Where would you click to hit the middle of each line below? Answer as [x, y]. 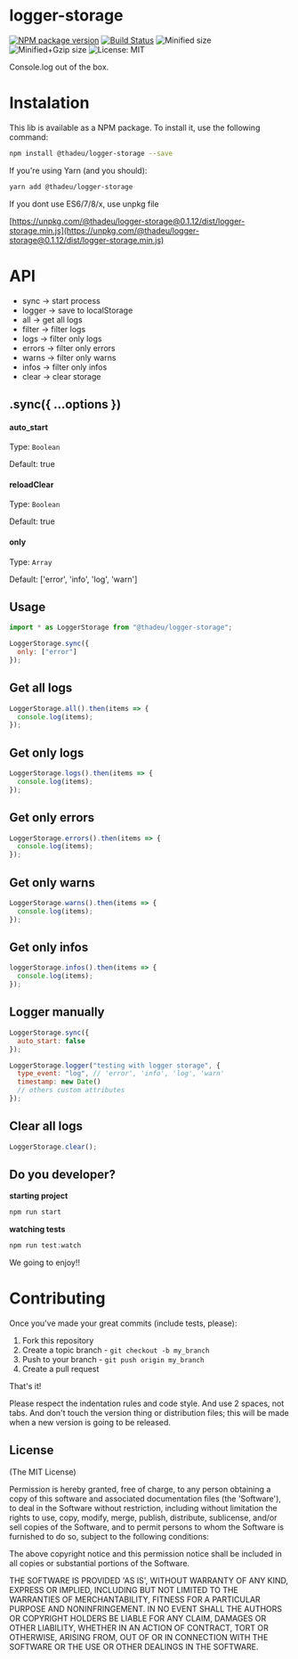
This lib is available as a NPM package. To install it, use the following [135, 127]
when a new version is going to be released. [90, 1423]
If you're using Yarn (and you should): [78, 170]
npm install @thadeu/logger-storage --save [91, 153]
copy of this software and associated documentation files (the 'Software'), [145, 1499]
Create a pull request [60, 1369]
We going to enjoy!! [44, 1263]
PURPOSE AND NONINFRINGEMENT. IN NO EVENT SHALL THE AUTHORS [146, 1608]
